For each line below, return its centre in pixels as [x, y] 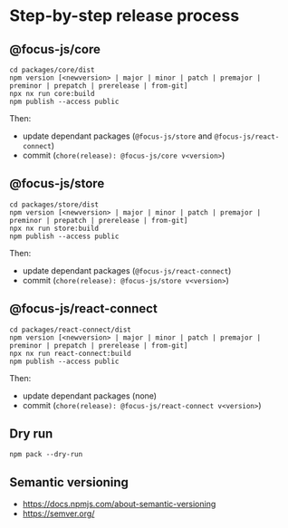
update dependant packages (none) [89, 396]
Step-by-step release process [125, 16]
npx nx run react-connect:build [70, 353]
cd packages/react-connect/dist [70, 330]
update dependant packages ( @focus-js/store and [117, 136]
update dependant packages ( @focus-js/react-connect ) [127, 270]
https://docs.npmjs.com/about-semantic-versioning [119, 504]
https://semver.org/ [58, 514]
